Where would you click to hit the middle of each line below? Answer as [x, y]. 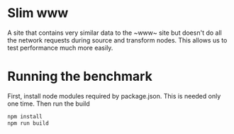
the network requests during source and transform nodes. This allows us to [117, 40]
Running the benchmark [80, 77]
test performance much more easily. [60, 48]
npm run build [28, 123]
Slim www [38, 13]
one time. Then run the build [49, 104]
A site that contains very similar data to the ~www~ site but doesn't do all [115, 33]
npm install [25, 116]
